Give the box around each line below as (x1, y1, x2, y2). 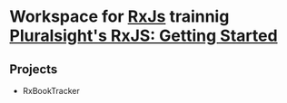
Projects (9, 61, 58, 77)
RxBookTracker (22, 86, 80, 96)
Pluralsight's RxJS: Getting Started (9, 25, 279, 46)
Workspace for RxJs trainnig (9, 6, 230, 27)
